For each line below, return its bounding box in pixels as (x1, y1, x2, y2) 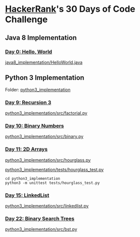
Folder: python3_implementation (5, 87, 71, 92)
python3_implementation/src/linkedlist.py (5, 203, 89, 208)
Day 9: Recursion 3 (5, 99, 52, 106)
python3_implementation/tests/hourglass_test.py (5, 166, 104, 173)
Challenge (5, 14, 48, 25)
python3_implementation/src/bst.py (5, 226, 78, 232)
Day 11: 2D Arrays (5, 146, 48, 153)
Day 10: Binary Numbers (5, 122, 64, 129)
